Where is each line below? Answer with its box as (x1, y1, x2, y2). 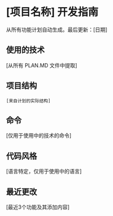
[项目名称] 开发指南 (6, 5, 98, 19)
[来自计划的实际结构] (6, 98, 51, 104)
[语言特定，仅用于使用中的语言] (6, 168, 82, 175)
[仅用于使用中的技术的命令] (6, 132, 72, 139)
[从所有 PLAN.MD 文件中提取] (6, 61, 77, 68)
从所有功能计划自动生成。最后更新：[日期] (6, 26, 108, 33)
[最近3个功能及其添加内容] (6, 204, 70, 210)
